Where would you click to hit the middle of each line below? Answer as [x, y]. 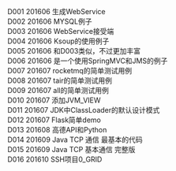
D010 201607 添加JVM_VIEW [54, 100]
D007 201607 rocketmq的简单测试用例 [69, 71]
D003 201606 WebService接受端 [61, 31]
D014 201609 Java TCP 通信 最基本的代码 [75, 139]
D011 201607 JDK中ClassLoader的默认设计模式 [84, 110]
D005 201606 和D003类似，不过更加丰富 [74, 51]
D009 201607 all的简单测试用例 [58, 90]
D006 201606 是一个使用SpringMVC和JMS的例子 [88, 61]
